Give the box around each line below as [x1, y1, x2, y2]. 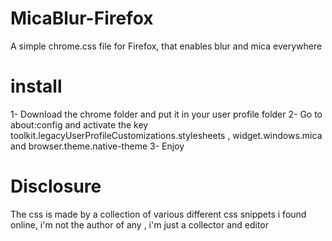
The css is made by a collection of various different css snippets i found [10, 208, 307, 220]
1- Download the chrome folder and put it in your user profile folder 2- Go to [10, 108, 323, 120]
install [10, 75, 63, 98]
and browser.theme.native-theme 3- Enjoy [10, 140, 185, 152]
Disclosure [10, 175, 102, 198]
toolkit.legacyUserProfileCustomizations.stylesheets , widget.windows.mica [10, 129, 323, 141]
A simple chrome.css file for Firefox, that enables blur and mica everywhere [10, 40, 323, 52]
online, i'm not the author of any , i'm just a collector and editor [10, 218, 270, 231]
